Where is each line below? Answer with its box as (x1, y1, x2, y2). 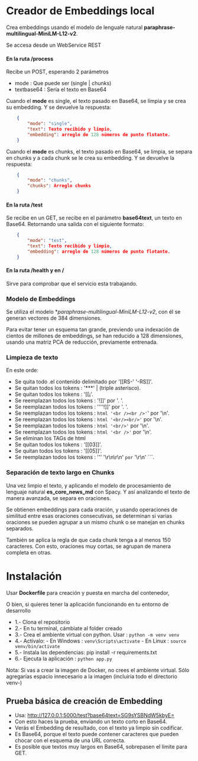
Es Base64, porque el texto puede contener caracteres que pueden (14, 731, 179, 738)
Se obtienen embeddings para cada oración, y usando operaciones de (6, 506, 178, 513)
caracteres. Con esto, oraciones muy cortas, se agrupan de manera (6, 543, 171, 550)
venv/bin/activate (14, 643, 60, 649)
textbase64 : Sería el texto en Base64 (14, 86, 107, 93)
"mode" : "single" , (27, 121, 73, 127)
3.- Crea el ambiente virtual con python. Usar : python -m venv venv (14, 631, 180, 638)
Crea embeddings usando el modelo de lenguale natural (6, 24, 143, 31)
